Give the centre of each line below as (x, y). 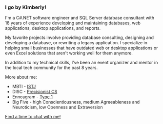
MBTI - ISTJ (24, 87)
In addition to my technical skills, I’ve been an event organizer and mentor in (81, 63)
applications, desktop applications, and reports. (53, 28)
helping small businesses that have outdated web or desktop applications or (81, 48)
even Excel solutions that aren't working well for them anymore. (69, 53)
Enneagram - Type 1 (32, 97)
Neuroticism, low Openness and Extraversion (57, 107)
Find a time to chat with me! (33, 117)
